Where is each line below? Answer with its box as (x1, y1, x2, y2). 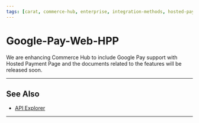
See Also (6, 89, 40, 99)
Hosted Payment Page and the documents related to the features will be (6, 60, 182, 67)
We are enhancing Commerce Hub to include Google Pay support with (6, 54, 178, 61)
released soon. (6, 66, 43, 73)
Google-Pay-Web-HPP (6, 34, 120, 47)
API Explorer (14, 105, 46, 112)
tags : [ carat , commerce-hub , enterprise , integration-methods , (6, 8, 166, 15)
